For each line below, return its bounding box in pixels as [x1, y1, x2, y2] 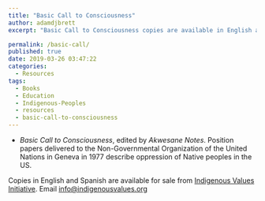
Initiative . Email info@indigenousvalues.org [8, 184, 148, 193]
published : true [8, 48, 62, 56]
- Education [15, 91, 55, 99]
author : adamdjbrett [8, 19, 77, 27]
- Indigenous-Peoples [15, 99, 87, 107]
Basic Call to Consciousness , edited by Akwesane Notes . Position [19, 136, 234, 144]
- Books [15, 84, 41, 92]
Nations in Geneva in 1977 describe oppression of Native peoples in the [19, 152, 252, 162]
